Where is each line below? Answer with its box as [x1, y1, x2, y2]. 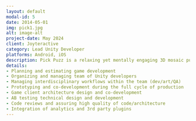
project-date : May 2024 [6, 35, 64, 41]
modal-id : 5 [6, 14, 35, 20]
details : [6, 62, 27, 69]
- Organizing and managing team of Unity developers [6, 73, 137, 79]
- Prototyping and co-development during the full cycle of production [6, 84, 184, 90]
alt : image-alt [6, 30, 43, 36]
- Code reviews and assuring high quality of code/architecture [6, 100, 166, 106]
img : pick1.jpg [6, 24, 43, 31]
